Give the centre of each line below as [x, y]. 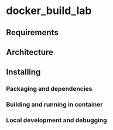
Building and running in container [54, 105]
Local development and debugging [56, 120]
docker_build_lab [49, 11]
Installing [23, 72]
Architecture [30, 52]
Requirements [32, 32]
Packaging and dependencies [49, 89]
